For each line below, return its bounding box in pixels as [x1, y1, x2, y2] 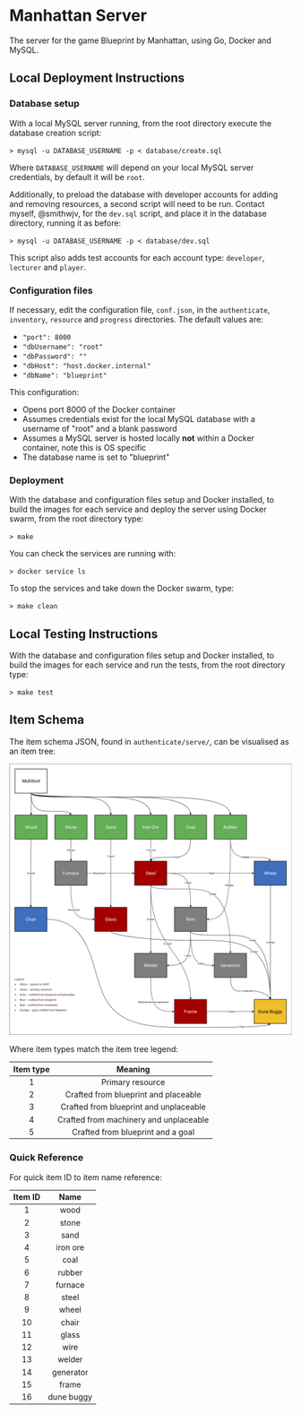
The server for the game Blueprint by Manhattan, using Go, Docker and [9, 35, 271, 46]
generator [52, 1367, 89, 1377]
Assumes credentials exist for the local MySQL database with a [21, 413, 255, 424]
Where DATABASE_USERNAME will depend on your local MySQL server [9, 162, 254, 173]
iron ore [56, 1242, 85, 1253]
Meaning [116, 1064, 150, 1074]
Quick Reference [9, 1151, 84, 1164]
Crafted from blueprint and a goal [71, 1126, 195, 1137]
